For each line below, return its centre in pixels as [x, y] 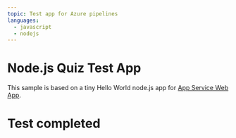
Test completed [54, 124]
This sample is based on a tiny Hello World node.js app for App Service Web [118, 88]
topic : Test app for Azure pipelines [63, 14]
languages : [23, 20]
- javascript [33, 27]
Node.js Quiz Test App [74, 68]
